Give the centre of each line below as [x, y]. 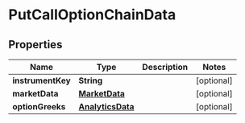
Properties [35, 45]
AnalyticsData [106, 107]
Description [165, 67]
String [91, 80]
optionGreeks [39, 107]
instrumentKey [42, 80]
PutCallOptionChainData [92, 15]
